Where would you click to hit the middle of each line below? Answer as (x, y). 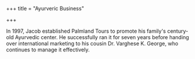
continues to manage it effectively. (48, 50)
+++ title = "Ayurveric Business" (45, 8)
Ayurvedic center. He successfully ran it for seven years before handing (102, 37)
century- (178, 31)
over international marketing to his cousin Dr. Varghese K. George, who (92, 44)
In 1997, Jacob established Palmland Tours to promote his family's (86, 31)
